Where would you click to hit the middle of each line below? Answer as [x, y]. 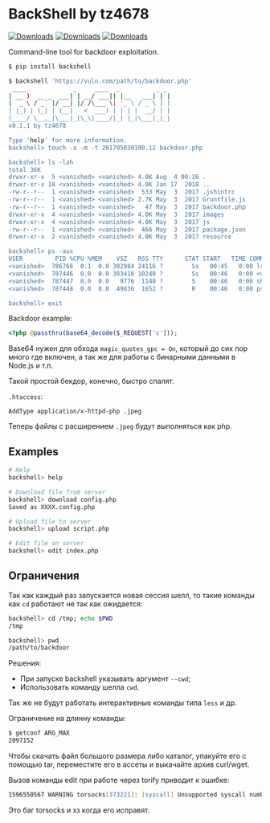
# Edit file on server [46, 544]
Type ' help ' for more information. [68, 140]
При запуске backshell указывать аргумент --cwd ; [105, 678]
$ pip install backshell [50, 66]
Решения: [25, 663]
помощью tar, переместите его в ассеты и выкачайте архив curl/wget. [129, 764]
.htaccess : [26, 397]
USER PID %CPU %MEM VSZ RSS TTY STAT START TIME [127, 259]
